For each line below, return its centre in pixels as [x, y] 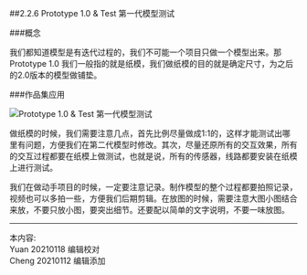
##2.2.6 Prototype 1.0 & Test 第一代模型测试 [92, 13]
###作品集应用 [37, 95]
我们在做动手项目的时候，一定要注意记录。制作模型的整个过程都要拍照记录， [153, 187]
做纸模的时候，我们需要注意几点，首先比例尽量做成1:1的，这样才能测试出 [146, 133]
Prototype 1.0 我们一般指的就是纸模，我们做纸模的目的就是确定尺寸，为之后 [152, 63]
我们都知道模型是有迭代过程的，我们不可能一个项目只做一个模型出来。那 [145, 52]
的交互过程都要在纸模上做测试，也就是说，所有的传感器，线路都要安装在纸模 [153, 156]
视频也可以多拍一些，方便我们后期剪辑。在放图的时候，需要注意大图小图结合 [153, 198]
